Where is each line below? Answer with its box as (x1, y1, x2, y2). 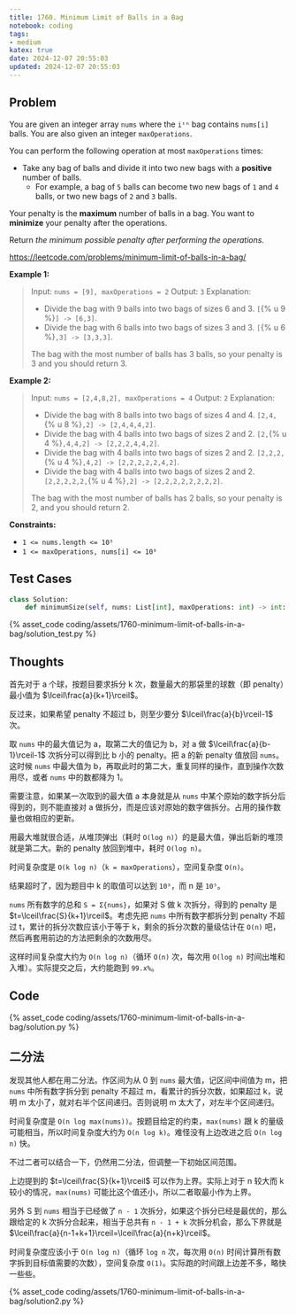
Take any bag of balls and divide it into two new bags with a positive (21, 162, 272, 173)
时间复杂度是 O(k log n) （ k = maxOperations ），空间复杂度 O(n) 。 (9, 861, 249, 873)
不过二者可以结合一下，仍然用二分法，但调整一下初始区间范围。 (9, 1156, 241, 1167)
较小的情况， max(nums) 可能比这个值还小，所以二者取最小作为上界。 (9, 1187, 256, 1197)
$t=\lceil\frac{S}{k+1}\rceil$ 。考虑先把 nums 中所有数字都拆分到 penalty (9, 910, 268, 922)
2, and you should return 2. (30, 502, 130, 512)
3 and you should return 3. (30, 358, 128, 369)
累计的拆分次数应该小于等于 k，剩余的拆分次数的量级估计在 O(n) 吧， (29, 922, 281, 932)
